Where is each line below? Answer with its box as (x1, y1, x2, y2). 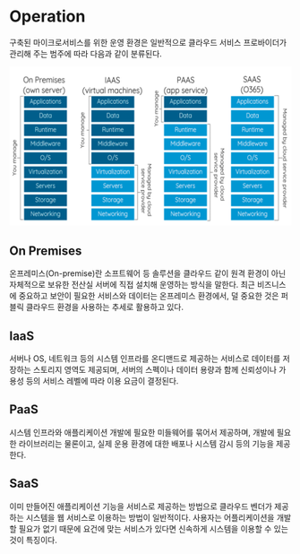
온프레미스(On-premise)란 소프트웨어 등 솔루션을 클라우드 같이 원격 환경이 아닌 (9, 268, 287, 279)
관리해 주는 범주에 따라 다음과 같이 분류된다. (9, 48, 163, 59)
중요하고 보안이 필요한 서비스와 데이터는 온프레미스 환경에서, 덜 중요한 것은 (18, 290, 279, 301)
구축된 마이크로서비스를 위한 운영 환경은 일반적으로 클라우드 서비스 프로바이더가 (9, 37, 287, 48)
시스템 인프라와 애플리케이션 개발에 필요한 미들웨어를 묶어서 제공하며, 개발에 (9, 427, 275, 437)
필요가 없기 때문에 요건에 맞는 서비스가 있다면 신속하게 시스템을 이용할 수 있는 (18, 523, 289, 534)
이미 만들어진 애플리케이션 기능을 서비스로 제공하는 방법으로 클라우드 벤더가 (9, 500, 273, 512)
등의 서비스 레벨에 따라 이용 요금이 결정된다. (25, 376, 179, 386)
